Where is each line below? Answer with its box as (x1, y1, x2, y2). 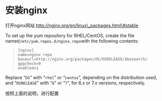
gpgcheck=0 (17, 61, 41, 66)
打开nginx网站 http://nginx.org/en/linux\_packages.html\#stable (5, 22, 139, 28)
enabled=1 (17, 65, 39, 71)
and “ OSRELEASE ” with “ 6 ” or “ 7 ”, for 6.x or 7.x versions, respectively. (5, 80, 146, 86)
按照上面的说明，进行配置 (5, 90, 59, 96)
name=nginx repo (17, 52, 52, 57)
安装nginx (5, 5, 48, 16)
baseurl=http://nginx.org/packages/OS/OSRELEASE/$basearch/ (17, 56, 148, 61)
